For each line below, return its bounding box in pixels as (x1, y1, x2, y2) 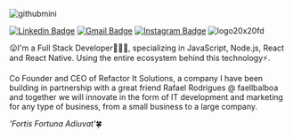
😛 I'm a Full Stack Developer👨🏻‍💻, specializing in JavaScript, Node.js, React (9, 42, 285, 53)
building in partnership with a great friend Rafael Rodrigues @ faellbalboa (9, 82, 279, 93)
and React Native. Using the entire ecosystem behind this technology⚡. (9, 53, 271, 63)
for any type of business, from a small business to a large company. (9, 102, 258, 111)
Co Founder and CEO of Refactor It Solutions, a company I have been (9, 73, 264, 83)
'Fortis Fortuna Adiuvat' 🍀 (9, 119, 102, 128)
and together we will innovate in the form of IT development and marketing (9, 92, 283, 102)
